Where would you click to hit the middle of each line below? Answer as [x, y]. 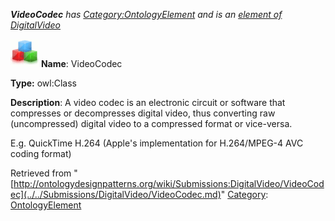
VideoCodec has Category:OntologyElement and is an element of [146, 14]
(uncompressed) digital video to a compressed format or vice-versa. [151, 123]
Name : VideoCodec [81, 63]
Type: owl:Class [43, 83]
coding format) [41, 153]
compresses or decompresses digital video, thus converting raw [143, 113]
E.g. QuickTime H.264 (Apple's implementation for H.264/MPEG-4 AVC [157, 143]
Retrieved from [41, 173]
